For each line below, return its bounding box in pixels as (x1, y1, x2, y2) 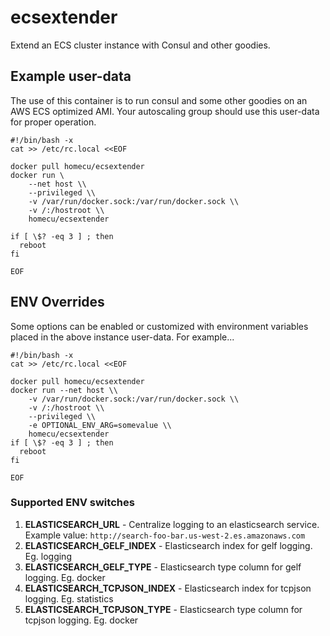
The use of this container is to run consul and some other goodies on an (10, 94, 308, 106)
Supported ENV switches (10, 496, 135, 510)
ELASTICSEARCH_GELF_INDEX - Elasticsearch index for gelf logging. (24, 539, 313, 551)
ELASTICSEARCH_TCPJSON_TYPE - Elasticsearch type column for (24, 603, 303, 615)
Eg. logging (24, 550, 72, 562)
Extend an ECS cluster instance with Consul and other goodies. (10, 39, 271, 51)
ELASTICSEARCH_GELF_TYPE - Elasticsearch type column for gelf (24, 561, 302, 573)
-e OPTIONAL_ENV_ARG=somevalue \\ (28, 420, 172, 430)
